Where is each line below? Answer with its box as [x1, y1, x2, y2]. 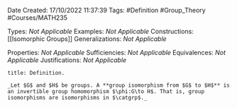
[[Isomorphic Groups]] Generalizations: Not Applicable [7, 35, 167, 43]
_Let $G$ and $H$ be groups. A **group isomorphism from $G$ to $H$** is [7, 82, 231, 89]
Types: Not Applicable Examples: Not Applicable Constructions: [7, 28, 194, 35]
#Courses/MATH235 [7, 13, 68, 22]
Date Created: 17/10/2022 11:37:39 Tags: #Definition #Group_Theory [7, 6, 206, 14]
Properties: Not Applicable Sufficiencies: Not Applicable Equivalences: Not [7, 49, 226, 56]
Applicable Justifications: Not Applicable [7, 56, 127, 64]
